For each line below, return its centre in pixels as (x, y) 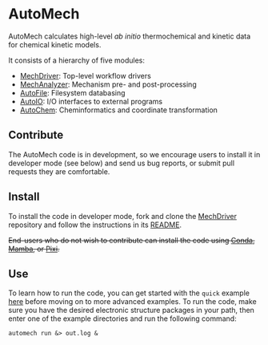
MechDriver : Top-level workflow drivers (86, 75)
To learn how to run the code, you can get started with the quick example (129, 293)
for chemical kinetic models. (55, 44)
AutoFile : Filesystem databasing (72, 92)
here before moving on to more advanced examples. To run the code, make (133, 302)
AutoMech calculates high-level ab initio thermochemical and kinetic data (130, 36)
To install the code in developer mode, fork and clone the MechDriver (123, 216)
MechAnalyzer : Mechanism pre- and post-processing (108, 84)
